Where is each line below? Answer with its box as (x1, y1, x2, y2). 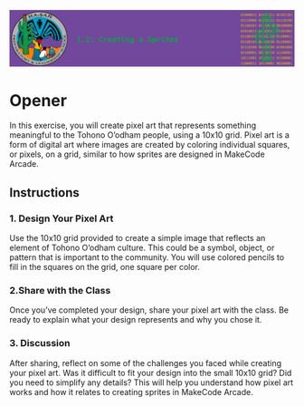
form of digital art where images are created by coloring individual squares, (9, 140, 290, 150)
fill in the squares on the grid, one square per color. (9, 262, 201, 273)
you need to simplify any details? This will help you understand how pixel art (9, 377, 294, 388)
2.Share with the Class (9, 284, 111, 296)
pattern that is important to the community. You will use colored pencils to (9, 252, 285, 263)
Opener (9, 90, 68, 111)
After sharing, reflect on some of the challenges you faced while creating (9, 357, 282, 368)
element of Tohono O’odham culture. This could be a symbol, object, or (9, 242, 275, 254)
